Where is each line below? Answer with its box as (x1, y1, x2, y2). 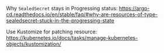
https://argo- (118, 5, 150, 12)
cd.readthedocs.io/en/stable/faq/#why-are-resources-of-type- (6, 11, 158, 18)
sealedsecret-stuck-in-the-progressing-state (6, 17, 115, 24)
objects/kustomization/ (6, 40, 61, 47)
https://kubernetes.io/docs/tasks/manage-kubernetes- (6, 35, 138, 41)
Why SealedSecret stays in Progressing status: (6, 5, 118, 12)
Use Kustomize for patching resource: (6, 28, 97, 35)
